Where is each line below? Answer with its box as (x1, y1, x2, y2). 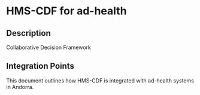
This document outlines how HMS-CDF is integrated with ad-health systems (6, 76, 195, 84)
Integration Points (6, 61, 75, 71)
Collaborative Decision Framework (6, 44, 91, 51)
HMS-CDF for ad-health (6, 4, 127, 18)
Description (6, 28, 51, 38)
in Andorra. (6, 83, 34, 90)
